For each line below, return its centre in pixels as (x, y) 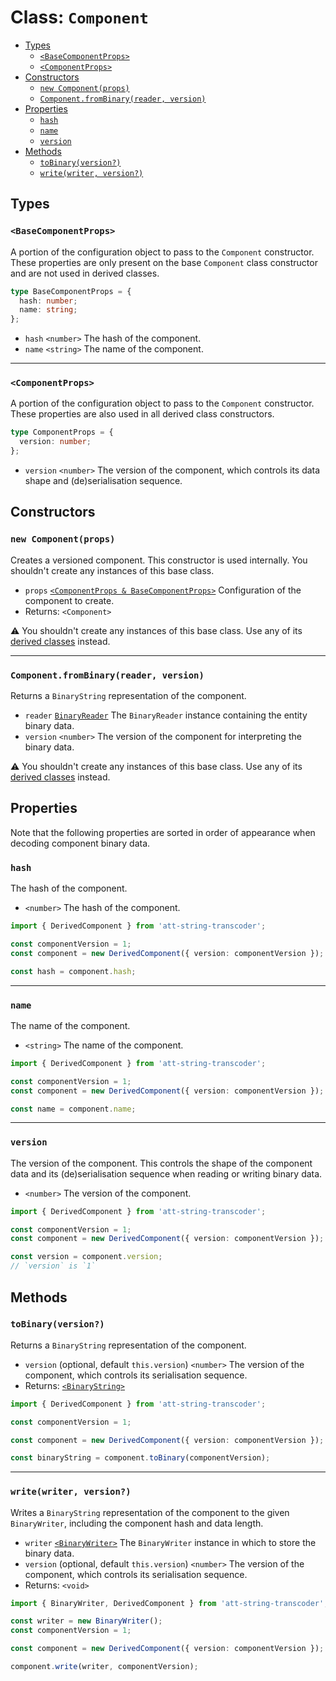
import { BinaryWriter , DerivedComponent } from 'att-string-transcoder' (167, 1603)
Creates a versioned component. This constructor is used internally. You (159, 560)
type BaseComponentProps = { (71, 291)
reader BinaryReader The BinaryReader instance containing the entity (166, 715)
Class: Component (79, 17)
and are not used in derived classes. (85, 273)
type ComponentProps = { (62, 432)
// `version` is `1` (53, 1266)
